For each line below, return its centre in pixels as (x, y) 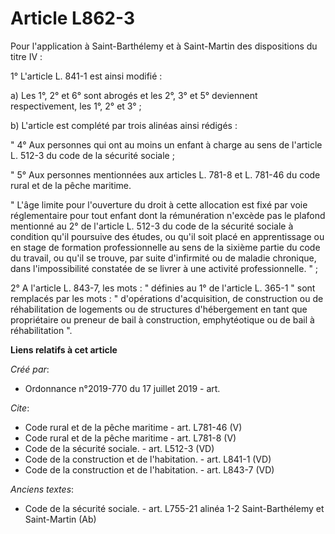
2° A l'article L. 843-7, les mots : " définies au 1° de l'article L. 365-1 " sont (163, 288)
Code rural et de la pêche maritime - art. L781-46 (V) (133, 427)
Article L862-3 (72, 18)
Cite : (20, 408)
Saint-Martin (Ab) (60, 519)
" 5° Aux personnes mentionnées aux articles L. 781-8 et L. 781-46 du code (165, 174)
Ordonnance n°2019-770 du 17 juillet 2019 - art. (122, 388)
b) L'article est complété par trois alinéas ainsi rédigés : (124, 125)
